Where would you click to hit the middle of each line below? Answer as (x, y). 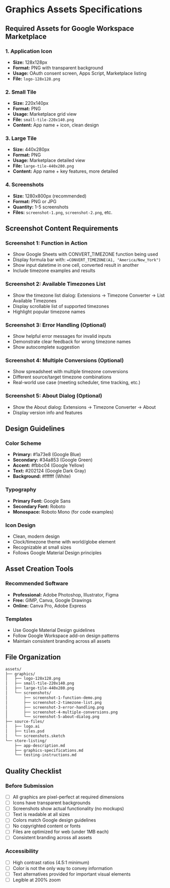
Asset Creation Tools (39, 569)
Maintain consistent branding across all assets (62, 641)
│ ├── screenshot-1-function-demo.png (54, 698)
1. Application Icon (29, 51)
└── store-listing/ (26, 741)
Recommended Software (37, 584)
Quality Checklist (34, 771)
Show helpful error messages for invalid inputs (62, 336)
